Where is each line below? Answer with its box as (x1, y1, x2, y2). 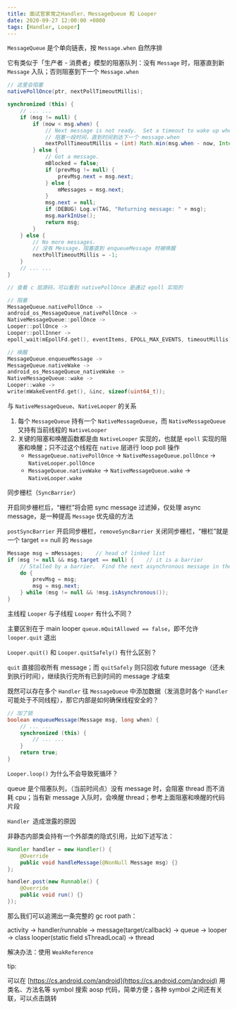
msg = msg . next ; (32, 582, 80, 589)
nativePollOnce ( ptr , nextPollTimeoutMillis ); (7, 88, 143, 95)
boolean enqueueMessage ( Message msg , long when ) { (7, 716, 159, 723)
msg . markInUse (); (44, 212, 97, 219)
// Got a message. (44, 153, 99, 161)
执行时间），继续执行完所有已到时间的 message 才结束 (13, 671, 171, 680)
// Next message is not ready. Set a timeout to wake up (44, 127, 219, 134)
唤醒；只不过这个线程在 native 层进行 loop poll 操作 (30, 443, 180, 451)
